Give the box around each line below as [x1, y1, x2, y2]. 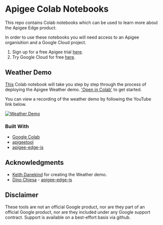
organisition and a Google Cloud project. [5, 39, 86, 45]
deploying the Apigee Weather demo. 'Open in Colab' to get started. [5, 87, 142, 92]
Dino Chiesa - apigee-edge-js [12, 177, 72, 182]
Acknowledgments [5, 158, 64, 167]
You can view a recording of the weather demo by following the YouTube [5, 96, 151, 102]
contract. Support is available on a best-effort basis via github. [5, 214, 131, 220]
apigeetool [12, 139, 34, 145]
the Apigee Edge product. [5, 24, 57, 30]
